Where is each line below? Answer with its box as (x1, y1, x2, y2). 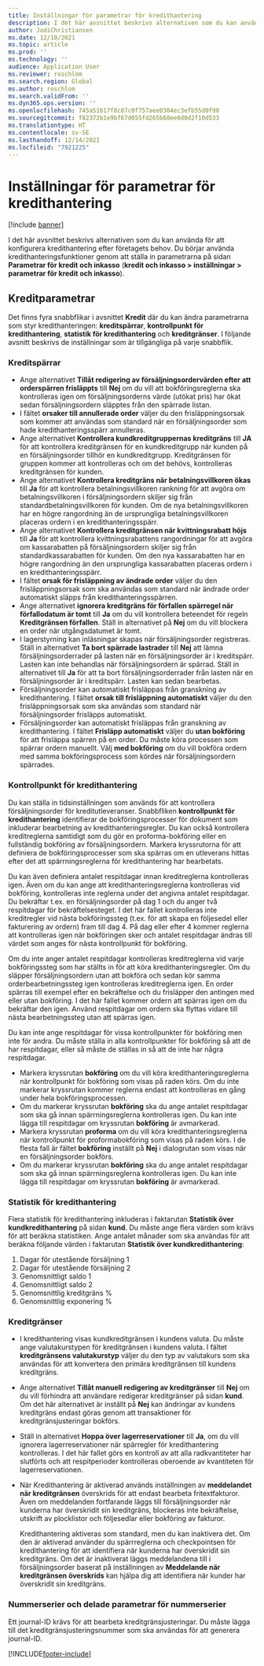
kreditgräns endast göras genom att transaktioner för (19, 1408, 192, 1418)
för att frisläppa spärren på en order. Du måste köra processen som (19, 735, 238, 744)
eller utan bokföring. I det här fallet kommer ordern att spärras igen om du (8, 996, 247, 1005)
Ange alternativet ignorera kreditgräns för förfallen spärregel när (19, 601, 234, 610)
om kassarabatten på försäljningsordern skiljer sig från (19, 543, 196, 552)
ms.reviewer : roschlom (8, 70, 82, 78)
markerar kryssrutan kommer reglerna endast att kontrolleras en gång (19, 1085, 246, 1094)
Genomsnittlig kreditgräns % (19, 1289, 112, 1298)
